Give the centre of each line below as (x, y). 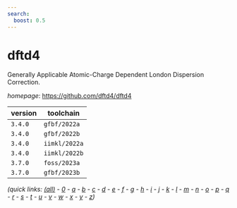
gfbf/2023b (62, 173)
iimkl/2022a (63, 144)
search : (19, 14)
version (24, 114)
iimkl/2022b (63, 153)
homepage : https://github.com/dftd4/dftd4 (69, 96)
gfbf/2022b (62, 134)
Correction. (24, 82)
